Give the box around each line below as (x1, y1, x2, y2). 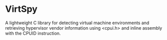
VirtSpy (5, 3, 38, 15)
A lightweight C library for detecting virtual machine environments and (5, 20, 150, 26)
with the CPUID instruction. (5, 30, 61, 36)
